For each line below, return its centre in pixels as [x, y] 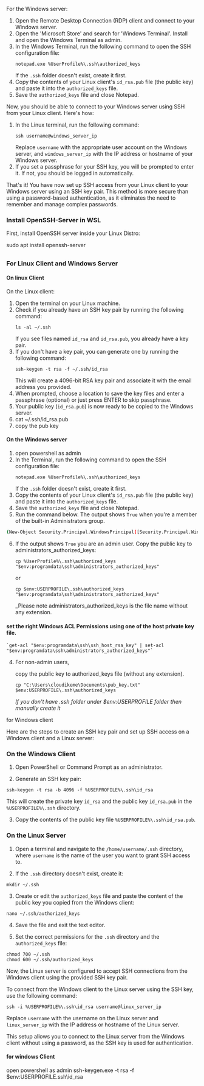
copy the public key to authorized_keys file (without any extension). [100, 674]
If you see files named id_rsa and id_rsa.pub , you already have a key [102, 338]
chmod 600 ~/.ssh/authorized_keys [50, 959]
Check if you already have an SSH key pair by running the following [99, 309]
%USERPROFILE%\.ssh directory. [43, 808]
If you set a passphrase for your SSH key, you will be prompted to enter [104, 166]
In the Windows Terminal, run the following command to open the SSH [103, 46]
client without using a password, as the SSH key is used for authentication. [100, 1043]
